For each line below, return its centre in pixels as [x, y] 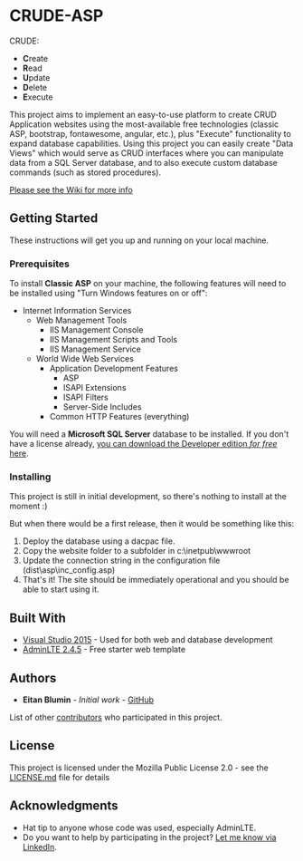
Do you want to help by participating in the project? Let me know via [149, 837]
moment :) [28, 506]
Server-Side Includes [102, 407]
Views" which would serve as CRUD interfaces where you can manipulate [147, 153]
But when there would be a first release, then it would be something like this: [152, 524]
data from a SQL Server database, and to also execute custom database [143, 162]
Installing [30, 477]
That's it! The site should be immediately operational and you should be [156, 580]
